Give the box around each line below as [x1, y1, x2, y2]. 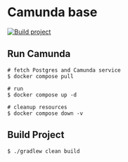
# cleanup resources [7, 104, 68, 111]
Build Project [7, 129, 65, 141]
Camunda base [7, 4, 98, 20]
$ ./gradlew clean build [7, 147, 80, 155]
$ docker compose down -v [7, 110, 83, 117]
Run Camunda [7, 48, 71, 60]
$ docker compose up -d [7, 91, 77, 99]
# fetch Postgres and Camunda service [7, 66, 121, 74]
